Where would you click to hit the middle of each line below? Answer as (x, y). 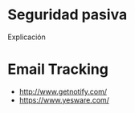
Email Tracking (58, 69)
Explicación (27, 37)
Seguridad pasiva (67, 15)
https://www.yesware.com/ (64, 100)
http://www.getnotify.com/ (63, 91)
